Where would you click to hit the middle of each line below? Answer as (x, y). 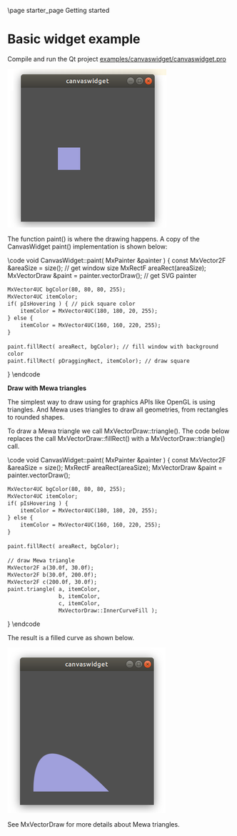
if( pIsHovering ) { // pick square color (71, 304)
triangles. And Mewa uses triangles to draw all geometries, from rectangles (118, 409)
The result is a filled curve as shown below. (71, 637)
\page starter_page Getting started (59, 10)
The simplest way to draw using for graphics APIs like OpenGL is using (111, 402)
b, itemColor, (79, 596)
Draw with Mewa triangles (47, 388)
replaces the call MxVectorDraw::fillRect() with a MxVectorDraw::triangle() (116, 438)
